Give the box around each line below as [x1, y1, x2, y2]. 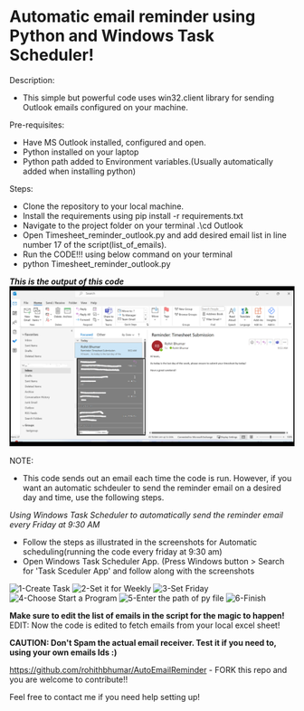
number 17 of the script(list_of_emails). [22, 239, 167, 250]
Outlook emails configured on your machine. [22, 101, 188, 112]
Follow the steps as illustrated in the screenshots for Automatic [22, 536, 258, 548]
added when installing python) [22, 166, 137, 176]
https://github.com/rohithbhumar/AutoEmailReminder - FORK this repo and [9, 665, 288, 676]
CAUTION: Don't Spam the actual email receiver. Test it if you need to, [9, 638, 277, 649]
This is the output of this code [9, 276, 125, 287]
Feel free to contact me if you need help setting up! [9, 692, 201, 703]
